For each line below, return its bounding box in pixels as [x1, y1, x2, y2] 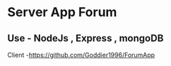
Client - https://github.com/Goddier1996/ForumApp [7, 51, 155, 59]
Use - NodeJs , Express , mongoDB [7, 32, 164, 44]
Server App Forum [7, 4, 117, 20]
